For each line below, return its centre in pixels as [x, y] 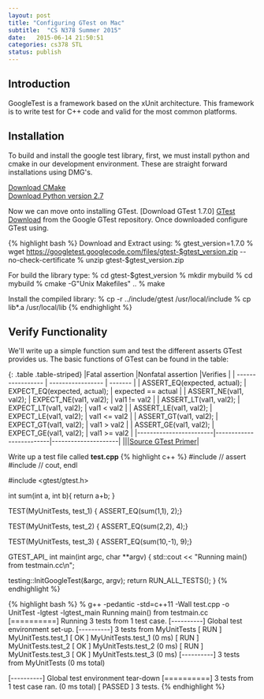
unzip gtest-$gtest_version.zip [135, 260]
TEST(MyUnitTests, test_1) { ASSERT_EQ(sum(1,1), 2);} [95, 511]
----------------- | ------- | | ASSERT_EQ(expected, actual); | [148, 383]
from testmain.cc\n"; [41, 566]
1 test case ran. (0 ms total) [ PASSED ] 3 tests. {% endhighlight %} [117, 686]
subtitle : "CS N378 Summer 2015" [65, 30]
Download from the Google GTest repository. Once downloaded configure [128, 219]
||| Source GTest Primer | [161, 442]
